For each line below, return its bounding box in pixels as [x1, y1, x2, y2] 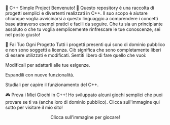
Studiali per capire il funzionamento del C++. [5, 81, 99, 88]
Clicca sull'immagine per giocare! [50, 114, 120, 120]
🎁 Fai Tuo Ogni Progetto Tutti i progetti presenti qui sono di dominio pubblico [5, 41, 165, 48]
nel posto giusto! [5, 32, 41, 37]
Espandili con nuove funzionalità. [5, 72, 75, 78]
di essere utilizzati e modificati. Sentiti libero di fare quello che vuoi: [5, 52, 147, 58]
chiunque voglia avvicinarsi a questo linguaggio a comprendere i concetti [5, 16, 158, 21]
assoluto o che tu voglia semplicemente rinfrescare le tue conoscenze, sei [5, 26, 161, 32]
